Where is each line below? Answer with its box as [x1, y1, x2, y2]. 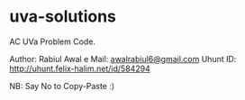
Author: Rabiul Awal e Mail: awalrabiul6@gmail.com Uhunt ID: [9, 53, 237, 64]
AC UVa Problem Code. [9, 36, 96, 47]
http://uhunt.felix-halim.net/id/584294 [9, 63, 150, 74]
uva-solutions [9, 6, 117, 27]
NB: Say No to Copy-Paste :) [9, 80, 115, 91]
